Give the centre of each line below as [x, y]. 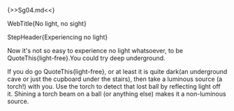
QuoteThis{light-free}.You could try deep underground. [86, 58]
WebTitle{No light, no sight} [47, 23]
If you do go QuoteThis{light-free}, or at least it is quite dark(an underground [117, 72]
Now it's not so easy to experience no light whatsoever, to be [95, 51]
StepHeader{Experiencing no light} [58, 37]
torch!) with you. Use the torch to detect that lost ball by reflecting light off [114, 86]
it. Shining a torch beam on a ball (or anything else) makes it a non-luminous [117, 94]
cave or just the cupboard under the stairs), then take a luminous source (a [115, 79]
